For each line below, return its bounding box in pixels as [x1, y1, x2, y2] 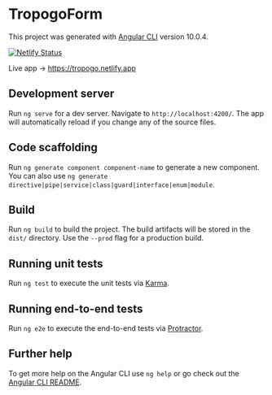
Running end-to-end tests [8, 302, 143, 315]
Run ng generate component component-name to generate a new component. [8, 162, 261, 171]
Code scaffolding [8, 141, 98, 154]
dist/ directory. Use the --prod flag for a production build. [8, 233, 204, 243]
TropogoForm [8, 5, 103, 24]
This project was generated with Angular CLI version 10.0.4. [8, 32, 209, 41]
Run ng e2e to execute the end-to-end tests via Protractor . [8, 323, 204, 333]
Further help [8, 347, 73, 361]
